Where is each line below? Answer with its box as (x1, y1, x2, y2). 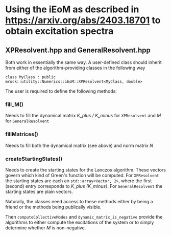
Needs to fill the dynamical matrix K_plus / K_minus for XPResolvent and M (5, 113, 161, 119)
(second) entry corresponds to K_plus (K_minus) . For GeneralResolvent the (5, 183, 163, 189)
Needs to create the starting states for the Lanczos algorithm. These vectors (5, 166, 166, 173)
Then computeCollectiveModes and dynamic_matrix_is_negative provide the (5, 213, 163, 220)
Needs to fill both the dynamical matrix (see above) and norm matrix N (5, 142, 153, 148)
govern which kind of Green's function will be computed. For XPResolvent (5, 172, 159, 178)
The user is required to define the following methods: (5, 88, 117, 94)
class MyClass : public (5, 75, 56, 80)
